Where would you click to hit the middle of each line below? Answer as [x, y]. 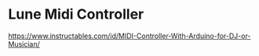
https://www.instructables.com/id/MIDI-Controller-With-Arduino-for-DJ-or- [129, 36]
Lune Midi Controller [76, 14]
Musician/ [24, 44]
